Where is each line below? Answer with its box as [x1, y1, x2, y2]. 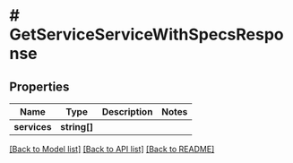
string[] [60, 121, 94, 133]
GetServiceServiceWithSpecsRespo [9, 24, 284, 45]
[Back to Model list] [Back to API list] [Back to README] [9, 144, 215, 154]
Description [101, 106, 153, 117]
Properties [9, 79, 70, 94]
